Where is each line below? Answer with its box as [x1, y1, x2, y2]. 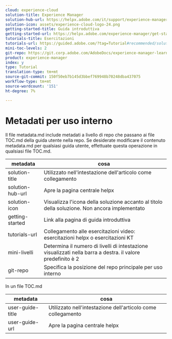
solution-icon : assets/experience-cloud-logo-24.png [5, 22, 120, 27]
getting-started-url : [5, 31, 52, 36]
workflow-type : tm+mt [5, 79, 52, 84]
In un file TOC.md [5, 283, 42, 289]
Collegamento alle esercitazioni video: [44, 228, 136, 235]
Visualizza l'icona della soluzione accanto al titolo [44, 198, 163, 205]
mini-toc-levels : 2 [5, 46, 47, 51]
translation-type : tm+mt [5, 70, 58, 75]
